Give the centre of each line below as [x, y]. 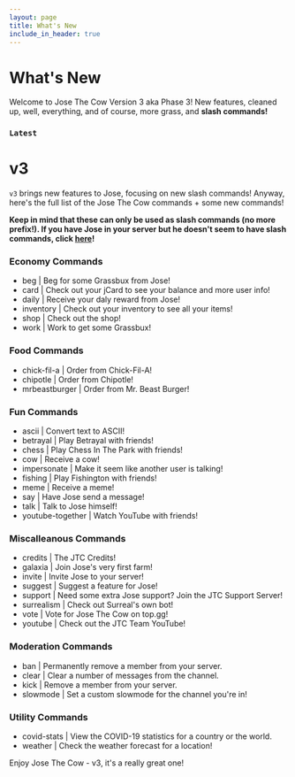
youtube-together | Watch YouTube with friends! [110, 516]
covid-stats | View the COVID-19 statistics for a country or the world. [147, 736]
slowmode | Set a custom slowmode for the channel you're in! [134, 694]
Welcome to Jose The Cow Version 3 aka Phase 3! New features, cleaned [143, 102]
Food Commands [46, 350]
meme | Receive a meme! [68, 488]
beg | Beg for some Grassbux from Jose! [96, 281]
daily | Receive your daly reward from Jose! [101, 300]
